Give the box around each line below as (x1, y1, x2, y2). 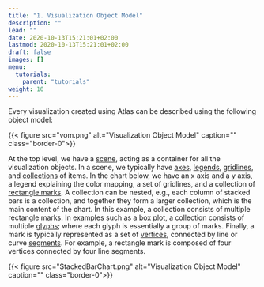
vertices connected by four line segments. (8, 247, 146, 256)
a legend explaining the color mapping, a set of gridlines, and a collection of (8, 179, 255, 189)
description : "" (8, 19, 62, 27)
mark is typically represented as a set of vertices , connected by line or (8, 230, 238, 240)
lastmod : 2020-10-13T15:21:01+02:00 (8, 41, 129, 49)
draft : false (8, 48, 51, 56)
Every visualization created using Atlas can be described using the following (8, 107, 257, 116)
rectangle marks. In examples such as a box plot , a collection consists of (8, 213, 245, 222)
